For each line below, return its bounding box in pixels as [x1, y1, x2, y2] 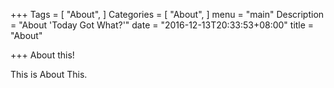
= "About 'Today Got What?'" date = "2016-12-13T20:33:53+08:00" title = [10, 19, 315, 31]
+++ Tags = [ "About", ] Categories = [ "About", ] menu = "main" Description [10, 9, 325, 20]
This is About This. [10, 69, 88, 80]
